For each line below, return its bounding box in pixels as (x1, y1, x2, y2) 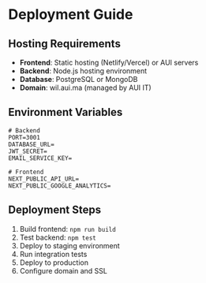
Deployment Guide (8, 6, 133, 24)
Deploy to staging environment (19, 240, 120, 250)
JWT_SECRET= (8, 147, 47, 155)
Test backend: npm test (19, 233, 97, 242)
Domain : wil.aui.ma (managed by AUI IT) (19, 83, 152, 92)
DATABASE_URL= (8, 140, 55, 148)
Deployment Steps (8, 203, 101, 217)
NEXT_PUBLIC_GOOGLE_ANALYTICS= (8, 181, 111, 190)
